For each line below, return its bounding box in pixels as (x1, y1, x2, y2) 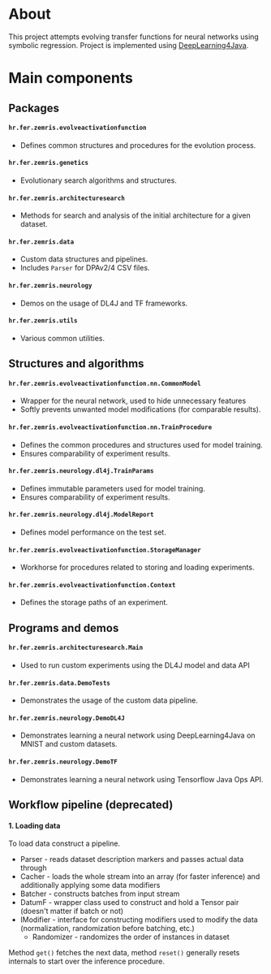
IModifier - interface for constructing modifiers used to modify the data (19, 915, 258, 924)
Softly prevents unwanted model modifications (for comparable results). (19, 405, 261, 414)
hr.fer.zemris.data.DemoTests (8, 679, 111, 687)
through (19, 863, 47, 873)
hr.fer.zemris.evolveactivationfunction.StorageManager (8, 546, 201, 554)
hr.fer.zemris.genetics (8, 159, 89, 167)
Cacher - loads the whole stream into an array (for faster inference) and (19, 872, 260, 881)
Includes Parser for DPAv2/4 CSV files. (19, 263, 150, 273)
